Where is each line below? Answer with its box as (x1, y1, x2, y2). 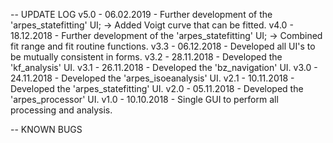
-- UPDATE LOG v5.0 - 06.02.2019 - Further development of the (10, 9, 273, 20)
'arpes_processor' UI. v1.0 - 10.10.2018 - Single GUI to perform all (10, 94, 279, 105)
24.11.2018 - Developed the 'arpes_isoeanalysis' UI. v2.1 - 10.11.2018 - (10, 72, 295, 84)
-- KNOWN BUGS (10, 124, 83, 135)
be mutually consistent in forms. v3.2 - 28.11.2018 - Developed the (10, 51, 283, 63)
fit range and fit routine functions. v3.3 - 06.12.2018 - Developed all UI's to (10, 40, 316, 52)
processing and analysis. (10, 104, 113, 116)
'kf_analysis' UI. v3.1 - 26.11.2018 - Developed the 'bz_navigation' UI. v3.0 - (10, 62, 318, 73)
